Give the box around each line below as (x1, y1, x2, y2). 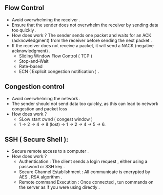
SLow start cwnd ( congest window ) (19, 116, 93, 122)
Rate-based (19, 63, 43, 69)
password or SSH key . (19, 164, 65, 170)
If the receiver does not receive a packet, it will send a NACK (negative (11, 42, 154, 48)
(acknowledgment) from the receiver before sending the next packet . (11, 37, 152, 43)
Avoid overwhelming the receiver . (11, 17, 81, 22)
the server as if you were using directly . (19, 184, 100, 190)
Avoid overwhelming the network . (11, 95, 81, 101)
